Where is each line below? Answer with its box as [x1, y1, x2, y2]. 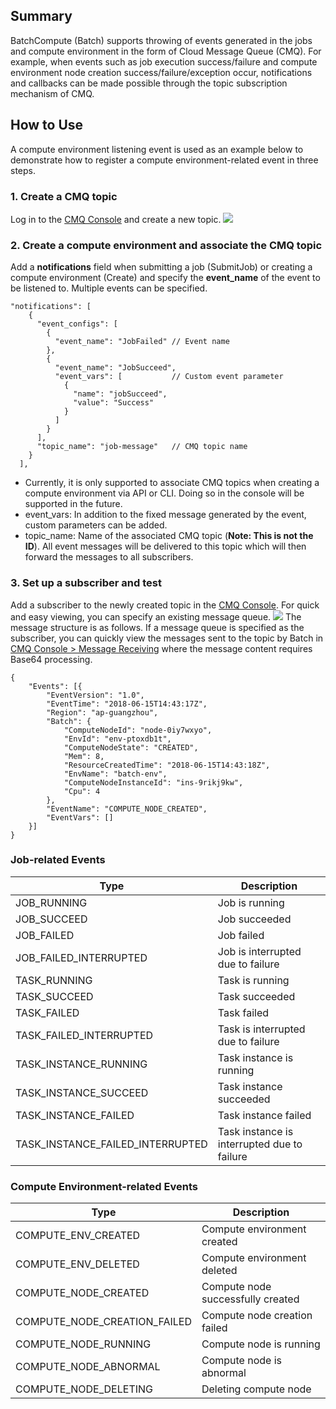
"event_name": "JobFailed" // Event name [54, 337, 230, 347]
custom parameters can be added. [24, 519, 168, 531]
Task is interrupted [217, 1022, 306, 1036]
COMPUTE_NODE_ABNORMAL [15, 1360, 161, 1374]
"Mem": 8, [63, 751, 105, 761]
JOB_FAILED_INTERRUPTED [15, 950, 148, 964]
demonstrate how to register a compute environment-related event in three [10, 154, 319, 166]
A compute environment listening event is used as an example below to [10, 143, 304, 155]
